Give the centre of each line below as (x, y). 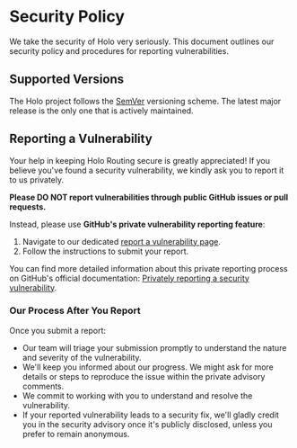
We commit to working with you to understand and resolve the (137, 395)
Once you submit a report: (57, 330)
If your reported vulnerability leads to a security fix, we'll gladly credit (151, 415)
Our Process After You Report (75, 310)
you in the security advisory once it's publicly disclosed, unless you (147, 424)
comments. (43, 386)
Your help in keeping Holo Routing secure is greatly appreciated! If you (140, 160)
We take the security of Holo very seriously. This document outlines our (142, 41)
